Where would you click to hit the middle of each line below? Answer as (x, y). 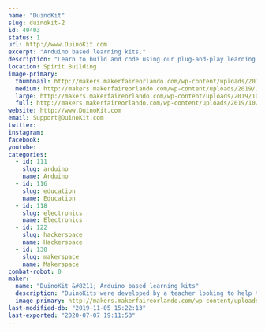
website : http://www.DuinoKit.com (65, 111)
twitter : (22, 125)
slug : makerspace (51, 256)
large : (26, 96)
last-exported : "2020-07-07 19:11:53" (72, 315)
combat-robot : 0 (35, 271)
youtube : (22, 147)
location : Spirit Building (52, 67)
